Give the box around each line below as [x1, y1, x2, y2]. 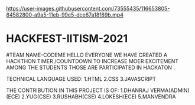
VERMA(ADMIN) [149, 87, 190, 94]
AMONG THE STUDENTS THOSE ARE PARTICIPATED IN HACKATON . [6, 64, 175, 71]
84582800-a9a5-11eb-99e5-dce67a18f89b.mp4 [6, 11, 124, 18]
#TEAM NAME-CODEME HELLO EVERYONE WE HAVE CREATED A [6, 51, 167, 58]
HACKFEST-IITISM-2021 [6, 32, 128, 45]
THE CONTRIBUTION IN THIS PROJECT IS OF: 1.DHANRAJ [6, 87, 149, 94]
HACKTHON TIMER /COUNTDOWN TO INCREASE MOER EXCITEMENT [6, 57, 179, 64]
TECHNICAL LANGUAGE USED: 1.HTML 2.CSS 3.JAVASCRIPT [6, 75, 157, 82]
